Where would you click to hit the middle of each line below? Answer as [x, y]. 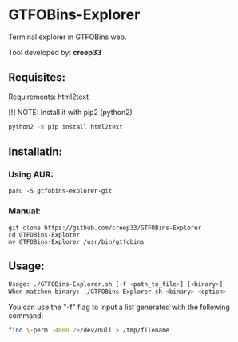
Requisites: [37, 78]
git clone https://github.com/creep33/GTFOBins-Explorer [105, 228]
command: [26, 316]
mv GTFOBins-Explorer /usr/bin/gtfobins [77, 241]
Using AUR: [31, 174]
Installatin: [35, 152]
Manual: [25, 211]
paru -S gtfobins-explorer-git [60, 191]
